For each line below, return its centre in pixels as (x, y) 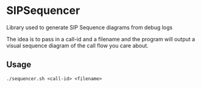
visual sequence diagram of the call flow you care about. (78, 46)
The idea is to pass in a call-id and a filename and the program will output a (101, 39)
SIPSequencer (43, 11)
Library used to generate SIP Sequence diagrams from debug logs (90, 27)
